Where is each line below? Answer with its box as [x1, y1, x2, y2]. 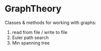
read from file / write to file [12, 29, 68, 35]
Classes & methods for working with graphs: [5, 19, 96, 25]
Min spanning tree [12, 39, 50, 45]
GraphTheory [5, 3, 62, 14]
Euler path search [12, 34, 49, 40]
